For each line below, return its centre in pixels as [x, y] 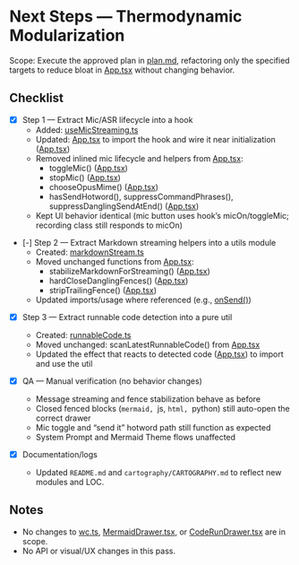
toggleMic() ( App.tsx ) [88, 168]
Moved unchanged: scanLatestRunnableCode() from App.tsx [148, 344]
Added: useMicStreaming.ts [87, 130]
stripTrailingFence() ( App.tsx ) [103, 290]
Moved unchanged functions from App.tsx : [115, 261]
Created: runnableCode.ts [83, 335]
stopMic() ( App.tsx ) [85, 178]
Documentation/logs [60, 454]
